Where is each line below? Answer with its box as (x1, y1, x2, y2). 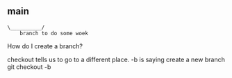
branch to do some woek (19, 30, 89, 37)
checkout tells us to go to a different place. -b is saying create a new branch (7, 55, 226, 64)
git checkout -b (7, 62, 51, 71)
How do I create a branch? (7, 41, 83, 50)
